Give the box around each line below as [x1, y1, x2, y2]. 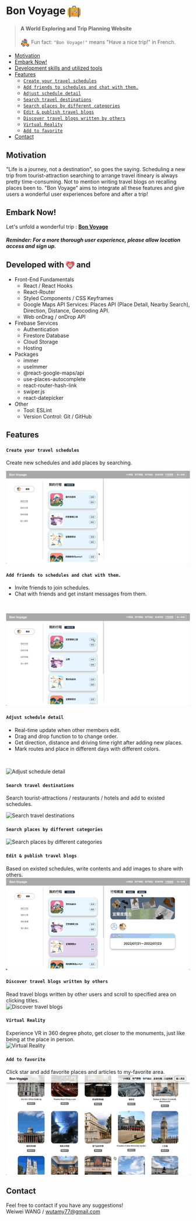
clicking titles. [6, 996, 40, 1004]
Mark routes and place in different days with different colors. [14, 746, 160, 753]
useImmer [23, 363, 48, 370]
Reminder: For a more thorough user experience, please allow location [6, 236, 181, 244]
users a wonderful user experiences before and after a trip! [6, 191, 148, 198]
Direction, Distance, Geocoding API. [23, 307, 110, 314]
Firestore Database [23, 332, 69, 339]
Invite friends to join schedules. [14, 584, 90, 591]
